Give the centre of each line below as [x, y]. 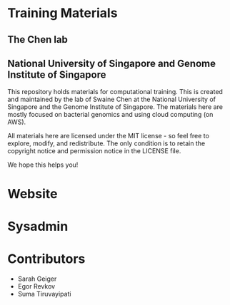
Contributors [46, 259]
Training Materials [62, 13]
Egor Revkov [36, 286]
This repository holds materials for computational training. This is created [115, 92]
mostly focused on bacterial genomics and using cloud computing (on [110, 115]
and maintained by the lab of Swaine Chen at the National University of [112, 99]
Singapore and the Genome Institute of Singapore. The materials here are [115, 107]
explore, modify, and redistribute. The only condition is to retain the [106, 143]
